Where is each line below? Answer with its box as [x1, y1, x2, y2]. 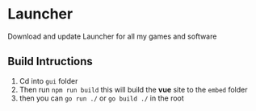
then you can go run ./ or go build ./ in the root [19, 93, 185, 103]
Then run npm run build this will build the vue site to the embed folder [19, 84, 248, 94]
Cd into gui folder [19, 76, 78, 85]
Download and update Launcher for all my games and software [7, 31, 217, 41]
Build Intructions [7, 55, 94, 68]
